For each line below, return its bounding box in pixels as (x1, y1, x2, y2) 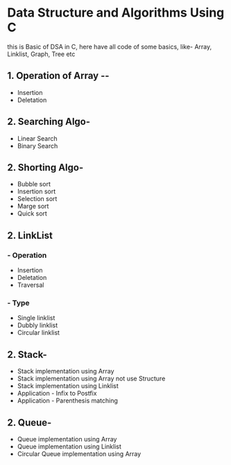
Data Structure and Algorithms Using (7, 5, 225, 21)
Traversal (17, 281, 44, 289)
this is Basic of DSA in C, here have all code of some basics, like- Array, (7, 42, 212, 51)
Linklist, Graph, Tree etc (7, 50, 76, 58)
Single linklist (17, 314, 55, 322)
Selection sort (17, 195, 58, 203)
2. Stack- (7, 349, 47, 360)
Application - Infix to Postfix (17, 389, 97, 398)
